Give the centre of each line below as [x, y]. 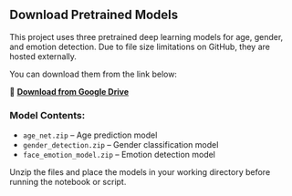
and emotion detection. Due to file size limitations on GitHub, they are [140, 46]
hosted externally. [43, 56]
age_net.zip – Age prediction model [90, 135]
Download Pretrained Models [94, 15]
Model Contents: [47, 115]
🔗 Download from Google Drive [69, 91]
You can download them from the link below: [94, 74]
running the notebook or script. [68, 182]
